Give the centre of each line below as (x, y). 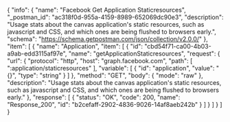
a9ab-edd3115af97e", (37, 53)
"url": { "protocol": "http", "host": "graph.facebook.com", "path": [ (100, 61)
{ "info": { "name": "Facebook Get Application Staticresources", (97, 10)
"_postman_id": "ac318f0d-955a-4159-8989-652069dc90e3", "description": (115, 17)
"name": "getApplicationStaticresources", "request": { (145, 53)
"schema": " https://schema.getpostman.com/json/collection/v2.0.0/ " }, (107, 39)
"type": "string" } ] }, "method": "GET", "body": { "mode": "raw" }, (111, 75)
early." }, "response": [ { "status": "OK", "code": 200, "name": (94, 97)
